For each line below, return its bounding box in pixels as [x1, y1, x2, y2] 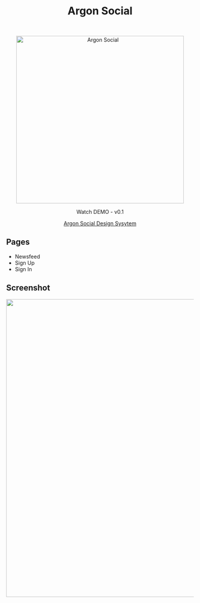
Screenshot [6, 283, 51, 293]
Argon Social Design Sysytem [63, 219, 137, 227]
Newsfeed [14, 253, 40, 260]
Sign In [14, 265, 32, 272]
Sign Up [14, 259, 35, 266]
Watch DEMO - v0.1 [76, 208, 124, 215]
